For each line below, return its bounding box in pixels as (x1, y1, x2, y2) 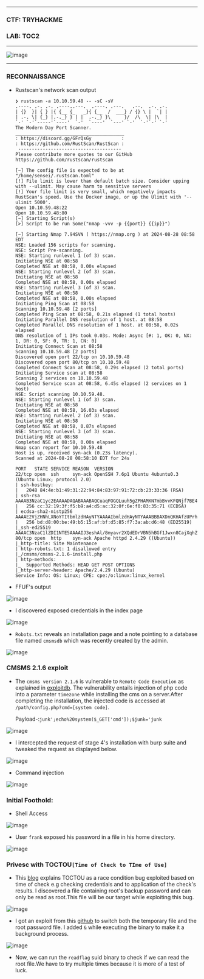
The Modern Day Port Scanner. (15, 124, 92, 131)
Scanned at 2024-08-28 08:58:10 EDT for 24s (15, 455, 130, 461)
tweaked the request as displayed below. (15, 745, 118, 752)
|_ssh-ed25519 (15, 525, 51, 531)
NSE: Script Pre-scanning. (15, 247, 84, 253)
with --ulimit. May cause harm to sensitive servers (15, 183, 152, 189)
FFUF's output (15, 583, 52, 590)
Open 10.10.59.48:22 (15, 205, 67, 211)
